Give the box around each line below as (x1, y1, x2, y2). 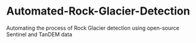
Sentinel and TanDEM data (6, 30, 73, 38)
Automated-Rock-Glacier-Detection (6, 4, 191, 18)
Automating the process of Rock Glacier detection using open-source (6, 24, 180, 31)
